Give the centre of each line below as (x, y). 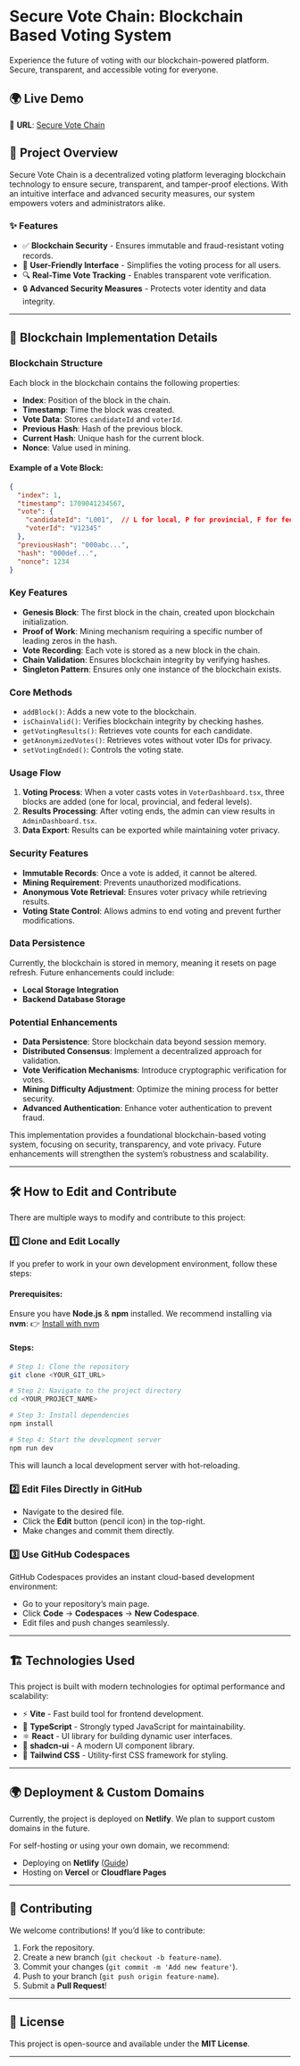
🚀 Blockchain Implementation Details (113, 338)
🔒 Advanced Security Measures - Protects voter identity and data (144, 289)
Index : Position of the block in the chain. (96, 400)
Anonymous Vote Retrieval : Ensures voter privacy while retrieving (145, 891)
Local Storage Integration (70, 990)
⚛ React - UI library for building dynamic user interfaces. (127, 1736)
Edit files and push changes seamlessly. (96, 1623)
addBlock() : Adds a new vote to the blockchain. (109, 711)
